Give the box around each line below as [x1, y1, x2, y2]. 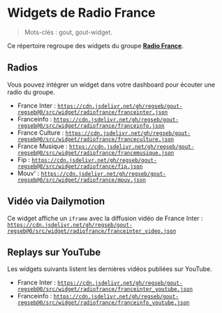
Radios [7, 61, 38, 74]
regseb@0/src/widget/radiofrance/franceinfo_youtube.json [17, 299, 190, 307]
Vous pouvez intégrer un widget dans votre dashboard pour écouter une [7, 80, 216, 89]
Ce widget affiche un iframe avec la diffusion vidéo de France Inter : [7, 214, 204, 222]
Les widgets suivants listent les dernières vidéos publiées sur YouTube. [7, 265, 213, 273]
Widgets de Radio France [7, 5, 156, 21]
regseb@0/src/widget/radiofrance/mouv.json [17, 176, 147, 183]
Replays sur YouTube [7, 246, 101, 258]
